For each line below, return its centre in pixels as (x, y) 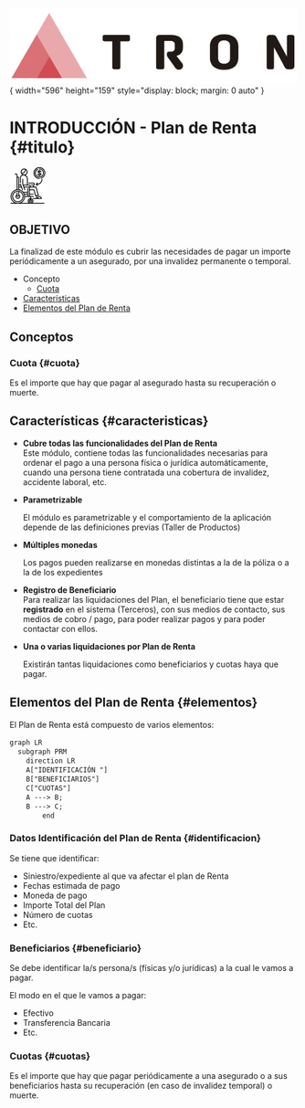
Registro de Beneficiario (69, 590)
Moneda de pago (55, 895)
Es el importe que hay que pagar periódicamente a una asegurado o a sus (148, 1076)
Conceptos (42, 337)
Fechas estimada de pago (71, 885)
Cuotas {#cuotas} (50, 1056)
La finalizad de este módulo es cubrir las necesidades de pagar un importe (150, 252)
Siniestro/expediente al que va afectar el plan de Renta (126, 876)
